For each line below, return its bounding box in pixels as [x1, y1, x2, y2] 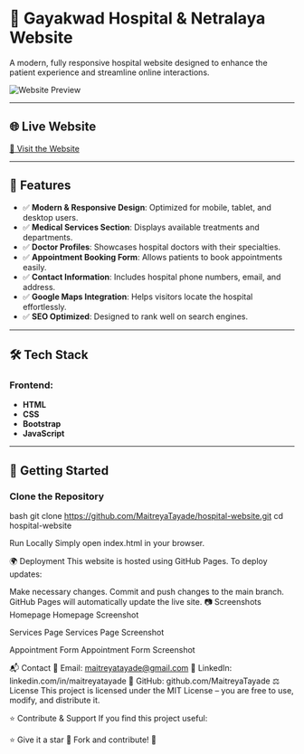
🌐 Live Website [9, 119, 97, 135]
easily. [22, 261, 47, 272]
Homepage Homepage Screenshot [9, 609, 139, 620]
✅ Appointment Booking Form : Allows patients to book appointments [22, 251, 283, 262]
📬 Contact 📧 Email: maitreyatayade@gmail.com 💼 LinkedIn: [9, 662, 233, 673]
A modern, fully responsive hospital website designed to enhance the [9, 57, 269, 68]
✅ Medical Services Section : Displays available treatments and [22, 221, 260, 232]
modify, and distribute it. [9, 694, 100, 705]
